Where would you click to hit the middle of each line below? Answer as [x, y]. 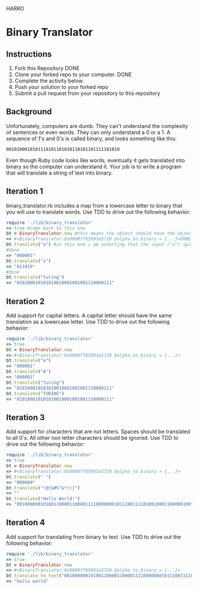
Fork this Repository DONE [47, 68]
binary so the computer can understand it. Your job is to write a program [94, 166]
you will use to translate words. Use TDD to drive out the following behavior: [98, 212]
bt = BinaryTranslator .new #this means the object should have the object [100, 233]
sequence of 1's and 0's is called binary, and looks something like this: [91, 139]
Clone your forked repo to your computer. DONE [73, 74]
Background [29, 112]
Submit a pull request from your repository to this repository [88, 93]
